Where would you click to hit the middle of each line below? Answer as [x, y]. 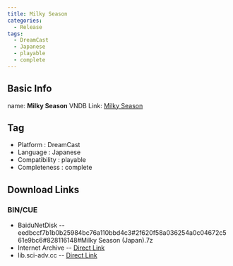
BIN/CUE [23, 209]
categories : [25, 21]
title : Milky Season [38, 14]
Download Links [43, 189]
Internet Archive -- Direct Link [61, 248]
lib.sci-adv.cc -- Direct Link [57, 255]
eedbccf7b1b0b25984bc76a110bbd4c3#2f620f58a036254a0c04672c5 [122, 233]
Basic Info [30, 89]
